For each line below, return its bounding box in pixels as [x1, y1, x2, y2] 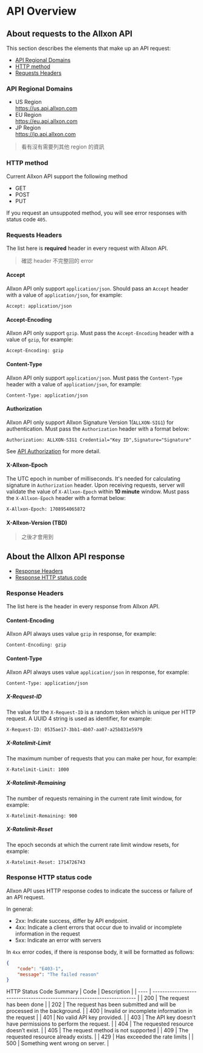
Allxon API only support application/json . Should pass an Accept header [6, 285, 188, 293]
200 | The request [143, 995, 190, 1002]
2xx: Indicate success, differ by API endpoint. [15, 917, 129, 924]
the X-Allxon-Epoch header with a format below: [6, 494, 126, 501]
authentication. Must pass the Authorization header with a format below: [6, 425, 190, 433]
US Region [15, 99, 42, 106]
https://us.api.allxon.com [15, 105, 78, 112]
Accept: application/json [6, 303, 72, 310]
